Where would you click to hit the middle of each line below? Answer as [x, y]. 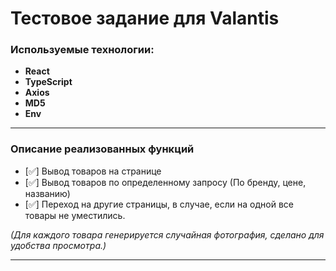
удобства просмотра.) [58, 245]
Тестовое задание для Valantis [145, 18]
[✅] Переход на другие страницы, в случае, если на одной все [159, 204]
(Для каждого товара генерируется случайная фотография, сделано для [167, 234]
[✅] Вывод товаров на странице [93, 171]
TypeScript [48, 82]
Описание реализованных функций [102, 149]
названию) [47, 193]
